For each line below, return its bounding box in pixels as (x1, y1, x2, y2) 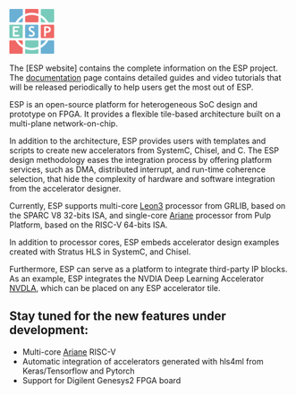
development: (9, 322, 89, 338)
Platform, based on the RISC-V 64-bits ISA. (9, 219, 168, 230)
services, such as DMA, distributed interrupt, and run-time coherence (9, 164, 266, 175)
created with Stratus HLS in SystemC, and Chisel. (9, 246, 191, 257)
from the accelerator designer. (9, 184, 122, 193)
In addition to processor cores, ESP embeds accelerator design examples (9, 237, 280, 247)
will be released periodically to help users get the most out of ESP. (9, 82, 254, 92)
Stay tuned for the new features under (9, 309, 226, 324)
